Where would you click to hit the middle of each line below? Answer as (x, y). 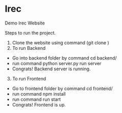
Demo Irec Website (25, 23)
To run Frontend (29, 78)
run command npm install (39, 94)
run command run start (36, 99)
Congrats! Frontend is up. (39, 104)
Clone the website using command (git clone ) (60, 43)
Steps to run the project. (30, 33)
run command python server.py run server (57, 63)
